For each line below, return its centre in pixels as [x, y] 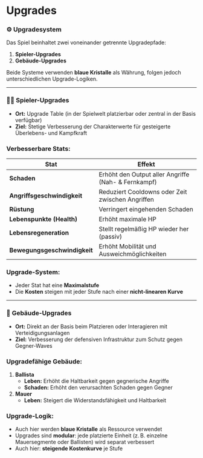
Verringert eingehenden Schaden [146, 210]
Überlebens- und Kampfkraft [51, 133]
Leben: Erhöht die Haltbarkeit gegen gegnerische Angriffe [96, 381]
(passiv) [111, 237]
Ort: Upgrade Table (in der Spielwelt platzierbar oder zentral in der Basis [105, 113]
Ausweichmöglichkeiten [133, 254]
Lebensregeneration [39, 233]
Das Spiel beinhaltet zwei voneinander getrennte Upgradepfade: [86, 42]
